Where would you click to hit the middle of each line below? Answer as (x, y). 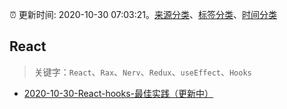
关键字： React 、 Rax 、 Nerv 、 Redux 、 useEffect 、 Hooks (142, 72)
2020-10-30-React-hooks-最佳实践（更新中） (118, 93)
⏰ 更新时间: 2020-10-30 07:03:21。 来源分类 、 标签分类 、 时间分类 (143, 14)
